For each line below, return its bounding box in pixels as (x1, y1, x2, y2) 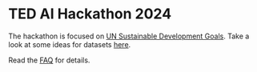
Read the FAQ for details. (8, 55, 90, 65)
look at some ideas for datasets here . (8, 39, 131, 49)
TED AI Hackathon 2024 (8, 5, 172, 23)
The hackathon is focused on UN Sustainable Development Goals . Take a (8, 31, 250, 41)
